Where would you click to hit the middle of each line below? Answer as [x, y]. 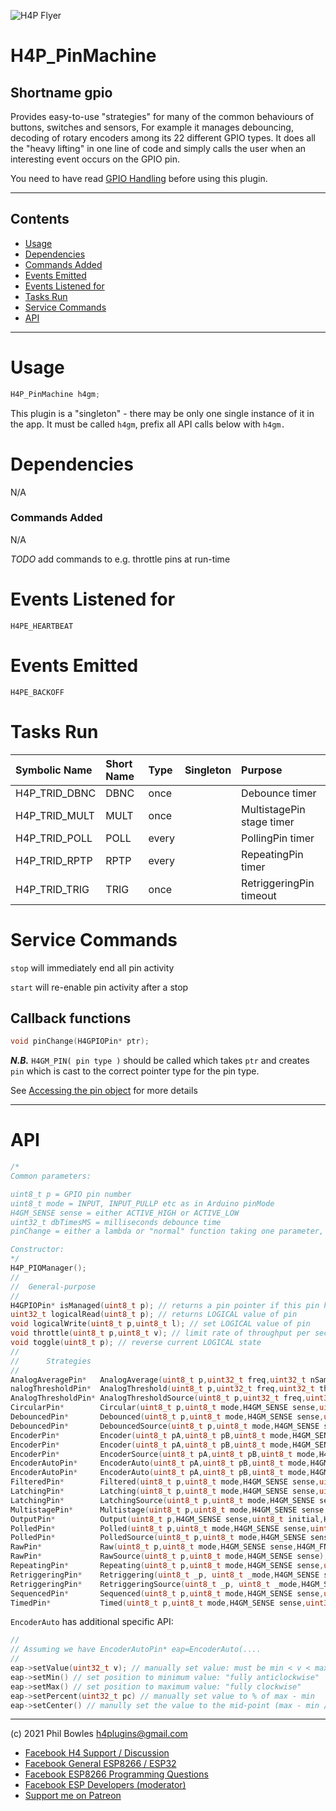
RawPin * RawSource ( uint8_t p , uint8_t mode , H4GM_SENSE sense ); [169, 1556]
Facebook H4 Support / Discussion [97, 1753]
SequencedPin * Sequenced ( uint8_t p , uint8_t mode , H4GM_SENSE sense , [167, 1593]
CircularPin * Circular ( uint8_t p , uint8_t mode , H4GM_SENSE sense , [165, 1408]
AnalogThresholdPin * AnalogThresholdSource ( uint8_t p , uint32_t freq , [158, 1398]
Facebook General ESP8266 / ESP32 [100, 1764]
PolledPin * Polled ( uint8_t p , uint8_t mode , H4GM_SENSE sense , [160, 1528]
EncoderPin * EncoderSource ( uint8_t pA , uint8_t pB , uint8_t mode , [165, 1454]
